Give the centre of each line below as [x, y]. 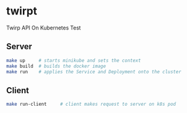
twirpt [22, 11]
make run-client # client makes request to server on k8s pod [91, 104]
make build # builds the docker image [56, 66]
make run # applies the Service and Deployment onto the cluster [94, 72]
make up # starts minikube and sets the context [74, 60]
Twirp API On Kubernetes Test [44, 28]
